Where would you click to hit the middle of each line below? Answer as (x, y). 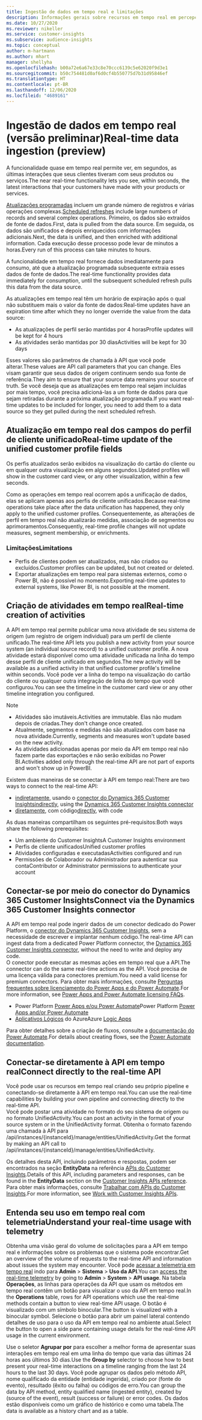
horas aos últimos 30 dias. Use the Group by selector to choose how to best (100, 1360)
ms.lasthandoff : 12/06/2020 (41, 90)
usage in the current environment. (48, 1335)
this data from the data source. (44, 287)
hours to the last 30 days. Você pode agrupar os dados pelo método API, (96, 1372)
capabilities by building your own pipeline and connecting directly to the (95, 1099)
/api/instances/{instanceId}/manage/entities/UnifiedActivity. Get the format (98, 1137)
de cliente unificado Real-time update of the (90, 440)
